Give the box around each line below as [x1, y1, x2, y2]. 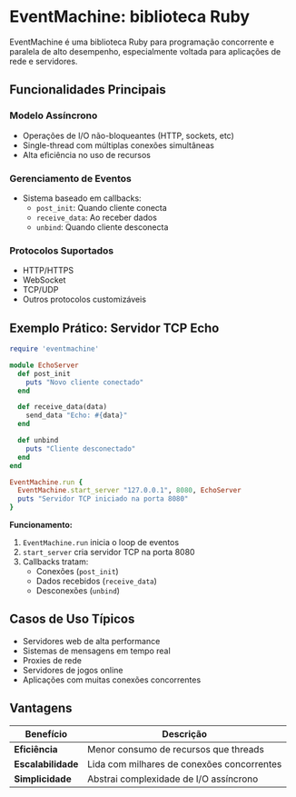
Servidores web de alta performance [22, 635, 161, 646]
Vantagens [9, 701, 73, 716]
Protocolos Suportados [9, 244, 114, 256]
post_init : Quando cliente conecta [35, 202, 168, 213]
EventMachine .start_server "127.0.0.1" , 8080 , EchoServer [17, 486, 242, 495]
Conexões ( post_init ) [35, 566, 120, 577]
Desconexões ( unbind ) [35, 585, 121, 596]
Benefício [25, 727, 68, 740]
